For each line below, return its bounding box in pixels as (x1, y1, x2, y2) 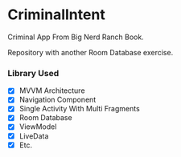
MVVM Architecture (19, 86, 85, 95)
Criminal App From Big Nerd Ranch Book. (7, 32, 144, 42)
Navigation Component (19, 95, 97, 105)
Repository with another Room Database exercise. (7, 47, 174, 57)
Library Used (7, 67, 60, 78)
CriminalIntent (7, 6, 105, 24)
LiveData (19, 131, 49, 141)
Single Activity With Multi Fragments (19, 104, 140, 114)
